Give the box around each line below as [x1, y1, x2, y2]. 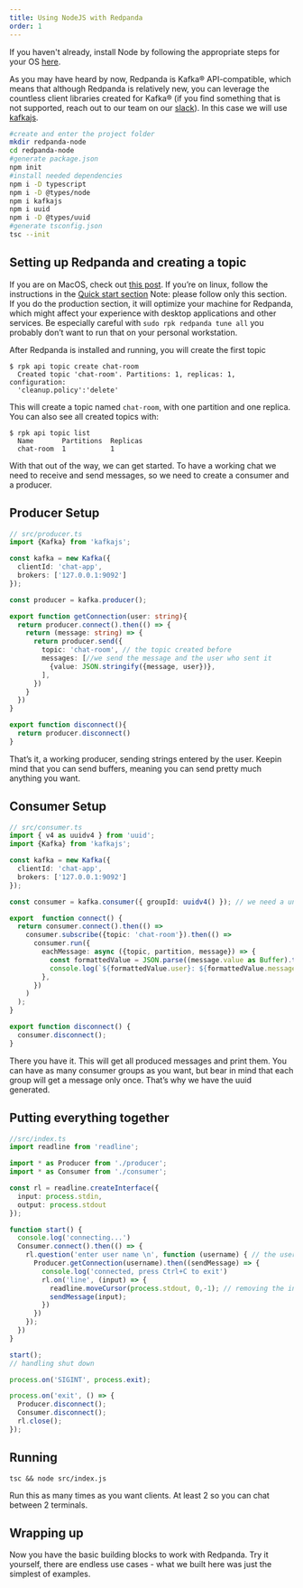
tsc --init [9, 230, 50, 239]
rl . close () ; [17, 1416, 63, 1425]
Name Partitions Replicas [17, 436, 143, 445]
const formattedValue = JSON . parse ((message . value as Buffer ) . [49, 955, 293, 964]
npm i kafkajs [9, 196, 63, 206]
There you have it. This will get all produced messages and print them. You [9, 1055, 287, 1066]
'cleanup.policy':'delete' [17, 385, 119, 395]
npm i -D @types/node [9, 188, 91, 197]
